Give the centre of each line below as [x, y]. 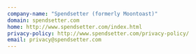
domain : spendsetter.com [43, 20]
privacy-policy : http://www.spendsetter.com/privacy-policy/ [98, 33]
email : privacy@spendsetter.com [54, 40]
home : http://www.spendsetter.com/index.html [75, 27]
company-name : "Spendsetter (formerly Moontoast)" [83, 14]
